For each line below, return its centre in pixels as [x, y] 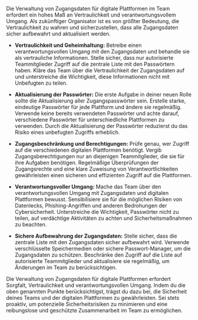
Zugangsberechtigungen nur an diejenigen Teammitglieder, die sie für [100, 156]
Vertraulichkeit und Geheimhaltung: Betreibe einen [78, 45]
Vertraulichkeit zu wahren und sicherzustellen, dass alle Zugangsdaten [92, 27]
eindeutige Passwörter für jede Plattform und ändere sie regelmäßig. [98, 107]
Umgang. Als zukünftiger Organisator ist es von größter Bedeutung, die [92, 21]
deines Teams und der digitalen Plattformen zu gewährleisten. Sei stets [93, 298]
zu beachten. [31, 224]
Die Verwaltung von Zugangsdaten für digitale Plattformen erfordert [89, 279]
